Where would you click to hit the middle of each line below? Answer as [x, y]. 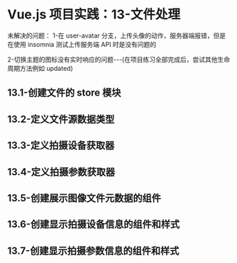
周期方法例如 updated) [40, 68]
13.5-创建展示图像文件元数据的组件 [84, 198]
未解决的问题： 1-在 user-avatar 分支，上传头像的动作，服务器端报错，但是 [117, 35]
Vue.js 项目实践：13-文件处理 [94, 15]
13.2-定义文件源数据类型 [61, 119]
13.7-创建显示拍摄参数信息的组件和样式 [93, 251]
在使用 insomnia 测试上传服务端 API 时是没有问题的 [82, 44]
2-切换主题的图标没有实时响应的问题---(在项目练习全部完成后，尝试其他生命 [119, 59]
